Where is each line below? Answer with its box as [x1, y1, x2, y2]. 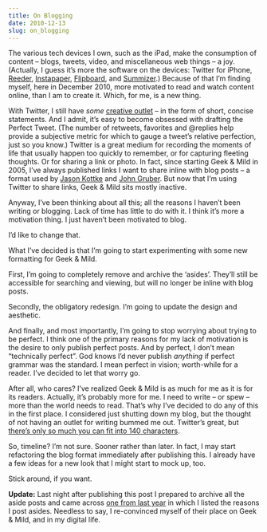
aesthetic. [8, 310, 41, 320]
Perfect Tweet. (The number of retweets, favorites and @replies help [8, 123, 234, 132]
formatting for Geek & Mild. [8, 254, 97, 264]
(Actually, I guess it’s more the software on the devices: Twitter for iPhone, [8, 65, 253, 75]
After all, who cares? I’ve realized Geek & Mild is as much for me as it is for [8, 384, 253, 393]
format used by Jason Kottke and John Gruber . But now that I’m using [8, 174, 238, 183]
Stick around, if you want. [8, 474, 92, 483]
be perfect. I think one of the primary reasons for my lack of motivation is [8, 334, 249, 344]
